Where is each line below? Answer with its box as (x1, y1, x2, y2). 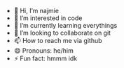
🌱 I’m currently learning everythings (13, 22, 118, 29)
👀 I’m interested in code (13, 14, 83, 22)
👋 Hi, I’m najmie (13, 7, 60, 15)
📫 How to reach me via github (13, 37, 103, 44)
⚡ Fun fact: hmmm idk (13, 54, 78, 62)
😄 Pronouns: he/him (13, 46, 74, 55)
